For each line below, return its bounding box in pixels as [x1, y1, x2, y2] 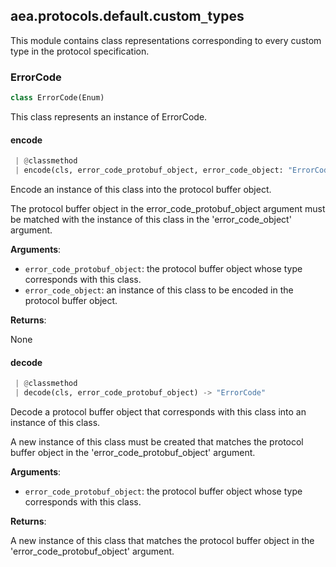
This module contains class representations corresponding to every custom [10, 34, 322, 46]
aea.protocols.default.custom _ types [10, 8, 245, 25]
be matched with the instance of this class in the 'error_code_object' [10, 213, 292, 225]
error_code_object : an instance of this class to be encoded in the [24, 284, 294, 296]
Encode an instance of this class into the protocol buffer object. [10, 183, 272, 195]
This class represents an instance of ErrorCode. [10, 110, 208, 123]
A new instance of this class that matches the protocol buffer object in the [10, 534, 315, 546]
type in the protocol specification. [10, 45, 150, 57]
